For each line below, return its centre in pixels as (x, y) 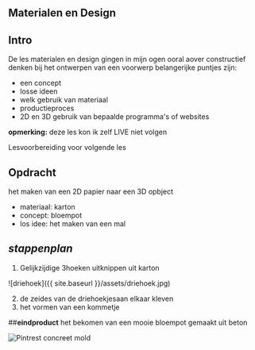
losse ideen (39, 91)
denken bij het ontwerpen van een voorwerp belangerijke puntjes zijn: (122, 67)
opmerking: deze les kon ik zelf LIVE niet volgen (88, 132)
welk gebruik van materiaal (64, 100)
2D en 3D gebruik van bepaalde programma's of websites (114, 117)
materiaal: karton (47, 207)
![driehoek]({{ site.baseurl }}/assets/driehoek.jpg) (89, 283)
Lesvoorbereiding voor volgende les (68, 148)
